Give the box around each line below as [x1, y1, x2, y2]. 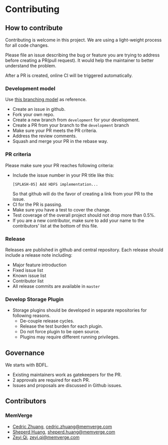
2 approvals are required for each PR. [12, 377, 90, 383]
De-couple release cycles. [20, 318, 74, 324]
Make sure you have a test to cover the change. [12, 206, 111, 212]
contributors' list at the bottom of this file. [12, 222, 99, 229]
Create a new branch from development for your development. [12, 117, 140, 123]
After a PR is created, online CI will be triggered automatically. [5, 72, 133, 79]
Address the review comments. [12, 133, 77, 139]
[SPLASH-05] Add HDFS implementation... [12, 182, 98, 187]
